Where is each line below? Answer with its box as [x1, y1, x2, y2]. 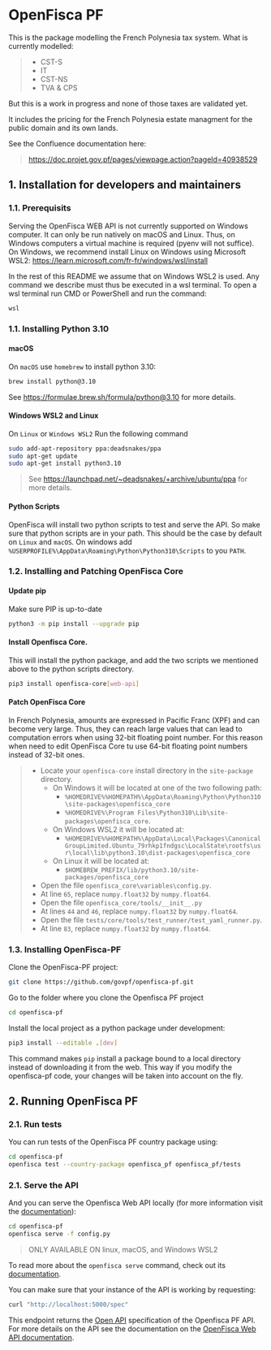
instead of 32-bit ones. [8, 749, 85, 759]
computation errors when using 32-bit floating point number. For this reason [8, 732, 264, 742]
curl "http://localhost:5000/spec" [8, 1300, 129, 1309]
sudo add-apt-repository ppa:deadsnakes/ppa [8, 445, 161, 453]
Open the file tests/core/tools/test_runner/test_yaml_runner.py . [40, 914, 262, 924]
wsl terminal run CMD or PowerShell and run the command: [8, 289, 207, 298]
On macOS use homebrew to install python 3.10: [8, 362, 157, 371]
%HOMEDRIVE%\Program [64, 809, 135, 817]
